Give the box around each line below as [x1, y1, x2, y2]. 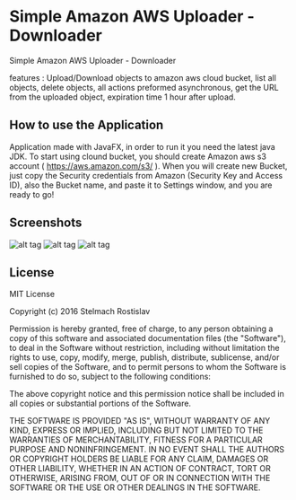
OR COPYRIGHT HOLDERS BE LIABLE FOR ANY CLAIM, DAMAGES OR [9, 453, 269, 464]
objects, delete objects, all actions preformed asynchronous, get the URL [9, 82, 280, 92]
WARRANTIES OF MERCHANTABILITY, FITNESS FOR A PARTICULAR [9, 434, 263, 445]
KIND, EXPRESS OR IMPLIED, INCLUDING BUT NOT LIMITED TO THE [9, 425, 264, 436]
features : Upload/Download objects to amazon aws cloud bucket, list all [9, 72, 276, 83]
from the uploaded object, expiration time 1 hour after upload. [9, 92, 236, 102]
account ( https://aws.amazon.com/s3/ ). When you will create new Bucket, [9, 160, 288, 171]
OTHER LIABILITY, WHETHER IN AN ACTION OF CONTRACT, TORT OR [9, 463, 271, 474]
